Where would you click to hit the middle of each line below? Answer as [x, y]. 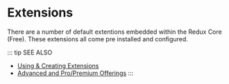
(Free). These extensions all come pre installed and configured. [98, 39]
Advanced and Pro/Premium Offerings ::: [75, 73]
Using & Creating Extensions [58, 65]
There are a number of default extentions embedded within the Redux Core [114, 32]
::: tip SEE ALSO [30, 52]
